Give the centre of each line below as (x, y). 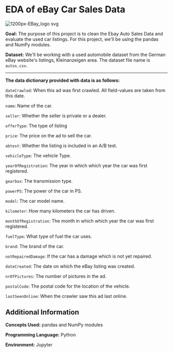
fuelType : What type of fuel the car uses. (49, 236)
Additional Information (42, 312)
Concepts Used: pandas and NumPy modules (54, 325)
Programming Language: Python (41, 334)
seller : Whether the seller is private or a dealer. (56, 116)
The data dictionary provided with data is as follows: (63, 80)
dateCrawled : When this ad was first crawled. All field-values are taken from (85, 90)
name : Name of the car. (29, 105)
